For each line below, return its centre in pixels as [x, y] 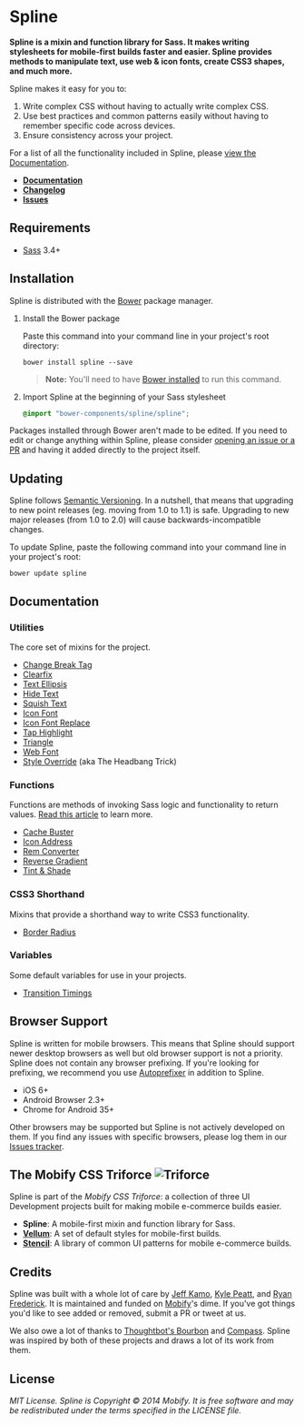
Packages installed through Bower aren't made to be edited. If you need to [148, 430]
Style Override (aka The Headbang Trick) [99, 761]
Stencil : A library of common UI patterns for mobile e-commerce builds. [157, 1243]
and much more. [41, 71]
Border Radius [49, 932]
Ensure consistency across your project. [98, 135]
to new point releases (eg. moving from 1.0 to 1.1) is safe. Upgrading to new [149, 510]
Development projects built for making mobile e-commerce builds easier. [146, 1207]
